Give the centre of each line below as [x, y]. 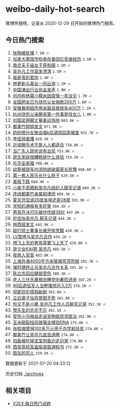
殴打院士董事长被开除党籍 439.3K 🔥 [48, 230]
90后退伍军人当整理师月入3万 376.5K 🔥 [52, 286]
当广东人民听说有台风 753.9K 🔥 [44, 151]
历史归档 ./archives [25, 374]
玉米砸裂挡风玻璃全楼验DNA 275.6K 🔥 [50, 322]
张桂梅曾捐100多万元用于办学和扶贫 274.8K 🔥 [58, 328]
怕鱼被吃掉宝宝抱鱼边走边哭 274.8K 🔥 [50, 340]
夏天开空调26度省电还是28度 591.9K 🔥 [51, 200]
